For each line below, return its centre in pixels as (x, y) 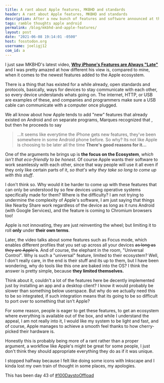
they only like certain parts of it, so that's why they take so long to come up (81, 170)
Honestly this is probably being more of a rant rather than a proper (72, 340)
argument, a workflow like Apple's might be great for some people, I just (78, 346)
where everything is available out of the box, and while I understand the (77, 316)
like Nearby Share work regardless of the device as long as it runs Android (80, 205)
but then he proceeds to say (33, 125)
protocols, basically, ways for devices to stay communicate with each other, (81, 89)
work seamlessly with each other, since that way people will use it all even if (82, 165)
